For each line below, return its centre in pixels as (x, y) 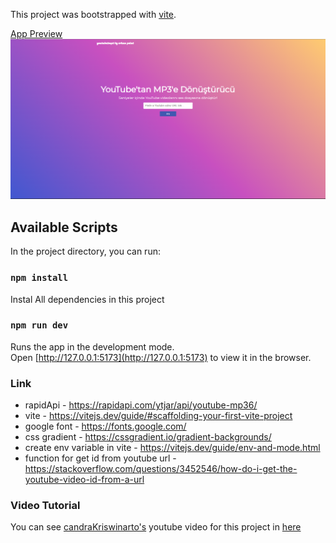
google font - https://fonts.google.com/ (105, 426)
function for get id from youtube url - (100, 458)
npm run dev (39, 325)
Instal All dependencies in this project (87, 299)
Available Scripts (64, 227)
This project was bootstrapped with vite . (93, 14)
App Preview (36, 33)
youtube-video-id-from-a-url (84, 480)
